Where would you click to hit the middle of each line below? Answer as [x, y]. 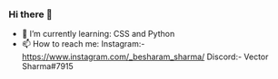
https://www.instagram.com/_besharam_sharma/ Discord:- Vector [145, 57]
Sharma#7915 [47, 66]
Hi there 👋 [31, 14]
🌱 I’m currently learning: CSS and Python [98, 34]
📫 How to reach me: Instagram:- [83, 44]
